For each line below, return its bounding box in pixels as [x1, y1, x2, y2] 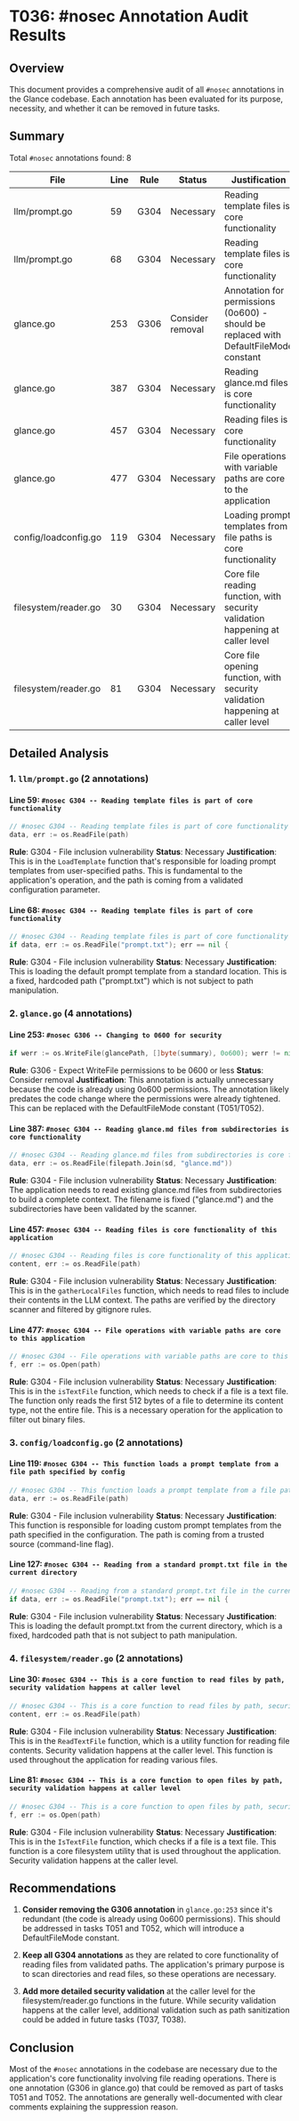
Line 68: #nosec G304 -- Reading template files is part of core [9, 905, 254, 915]
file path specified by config [9, 1468, 125, 1477]
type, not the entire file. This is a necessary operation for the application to [9, 1404, 283, 1415]
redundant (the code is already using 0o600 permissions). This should [21, 1914, 280, 1924]
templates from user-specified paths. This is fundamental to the [9, 866, 243, 876]
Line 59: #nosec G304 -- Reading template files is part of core [9, 794, 254, 805]
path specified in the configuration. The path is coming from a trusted [9, 1528, 265, 1540]
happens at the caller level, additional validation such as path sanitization [21, 2004, 290, 2016]
